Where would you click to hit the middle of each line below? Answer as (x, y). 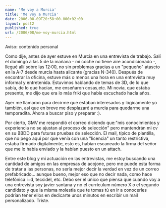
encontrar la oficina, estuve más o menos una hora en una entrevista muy (80, 77)
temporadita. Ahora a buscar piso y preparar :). (53, 113)
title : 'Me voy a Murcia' (32, 14)
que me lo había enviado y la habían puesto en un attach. (63, 149)
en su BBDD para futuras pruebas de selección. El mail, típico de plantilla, (80, 133)
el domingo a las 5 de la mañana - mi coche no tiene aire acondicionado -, (81, 62)
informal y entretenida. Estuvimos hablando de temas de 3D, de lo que (77, 83)
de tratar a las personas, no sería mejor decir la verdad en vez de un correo (82, 169)
